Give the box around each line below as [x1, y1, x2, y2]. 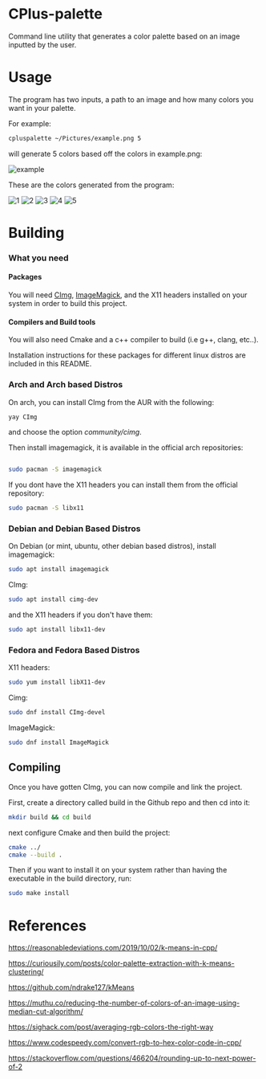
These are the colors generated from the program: [8, 180, 175, 190]
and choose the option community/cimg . [8, 427, 142, 437]
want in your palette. [8, 103, 76, 112]
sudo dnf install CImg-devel [8, 709, 106, 717]
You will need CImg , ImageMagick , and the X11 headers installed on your [8, 290, 248, 300]
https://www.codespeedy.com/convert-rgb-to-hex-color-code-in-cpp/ [8, 1038, 242, 1048]
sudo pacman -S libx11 [8, 504, 84, 513]
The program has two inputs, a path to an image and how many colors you [8, 94, 254, 104]
